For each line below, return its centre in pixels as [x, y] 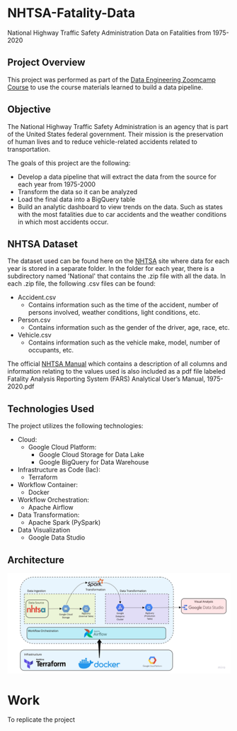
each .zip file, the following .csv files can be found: [81, 284]
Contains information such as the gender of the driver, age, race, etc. [129, 328]
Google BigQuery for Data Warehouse [94, 462]
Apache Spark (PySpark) [64, 523]
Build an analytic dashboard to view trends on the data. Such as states [120, 206]
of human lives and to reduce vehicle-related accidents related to [103, 141]
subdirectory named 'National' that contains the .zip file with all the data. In [117, 276]
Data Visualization [44, 530]
